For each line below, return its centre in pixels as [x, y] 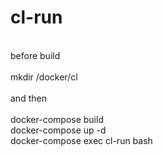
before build [35, 55]
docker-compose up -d [58, 130]
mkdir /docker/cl [44, 77]
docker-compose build [57, 119]
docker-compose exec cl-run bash [81, 140]
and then [28, 98]
